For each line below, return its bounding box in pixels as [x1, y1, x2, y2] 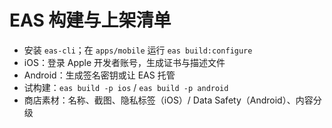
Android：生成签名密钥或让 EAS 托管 [23, 69, 176, 81]
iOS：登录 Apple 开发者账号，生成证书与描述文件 [23, 56, 226, 68]
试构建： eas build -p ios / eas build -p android [23, 81, 229, 93]
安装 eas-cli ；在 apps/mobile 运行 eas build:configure [23, 44, 253, 56]
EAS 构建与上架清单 [9, 9, 172, 32]
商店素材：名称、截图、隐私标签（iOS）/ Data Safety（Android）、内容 [23, 94, 314, 106]
